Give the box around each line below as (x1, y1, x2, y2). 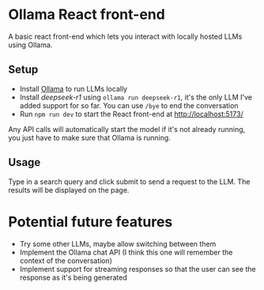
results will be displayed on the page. (8, 185, 130, 194)
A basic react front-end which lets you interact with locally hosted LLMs (8, 32, 243, 41)
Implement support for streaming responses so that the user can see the (19, 264, 256, 273)
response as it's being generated (19, 273, 128, 282)
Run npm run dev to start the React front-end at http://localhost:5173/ (19, 109, 243, 119)
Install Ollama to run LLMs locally (19, 84, 128, 93)
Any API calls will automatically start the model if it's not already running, (8, 124, 246, 134)
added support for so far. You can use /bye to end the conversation (19, 100, 239, 110)
